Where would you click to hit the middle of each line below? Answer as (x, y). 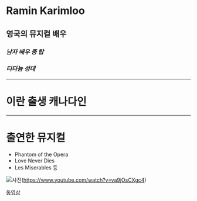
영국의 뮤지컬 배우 (36, 34)
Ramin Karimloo (45, 11)
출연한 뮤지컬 (36, 138)
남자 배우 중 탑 (25, 52)
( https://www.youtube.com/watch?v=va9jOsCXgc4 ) (84, 180)
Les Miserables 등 (36, 167)
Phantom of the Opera (41, 154)
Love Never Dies (34, 160)
